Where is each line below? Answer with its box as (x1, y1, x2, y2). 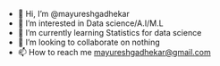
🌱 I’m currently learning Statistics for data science (17, 28, 202, 37)
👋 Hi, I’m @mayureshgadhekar (17, 9, 130, 19)
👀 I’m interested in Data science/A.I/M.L (17, 18, 164, 29)
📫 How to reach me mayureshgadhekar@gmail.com (17, 47, 212, 57)
